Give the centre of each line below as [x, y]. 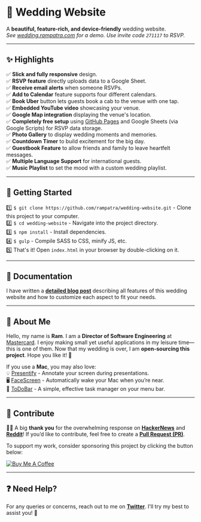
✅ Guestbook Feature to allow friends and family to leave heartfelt [88, 148]
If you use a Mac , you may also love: [51, 367]
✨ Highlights [30, 60]
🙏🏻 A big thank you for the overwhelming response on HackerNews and [96, 428]
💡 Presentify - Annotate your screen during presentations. [78, 373]
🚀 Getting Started [39, 193]
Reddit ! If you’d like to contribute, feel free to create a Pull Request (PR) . [96, 434]
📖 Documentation [39, 276]
